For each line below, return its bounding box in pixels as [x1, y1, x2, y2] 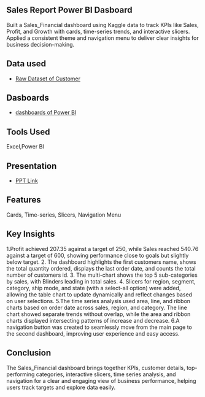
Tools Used [6, 126, 50, 137]
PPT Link [15, 177, 38, 185]
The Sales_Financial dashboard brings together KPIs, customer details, [6, 364, 185, 371]
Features [6, 195, 41, 205]
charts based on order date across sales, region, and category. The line [6, 304, 187, 311]
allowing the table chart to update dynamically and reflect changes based [6, 291, 192, 298]
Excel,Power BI [6, 143, 44, 150]
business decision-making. [6, 40, 75, 48]
